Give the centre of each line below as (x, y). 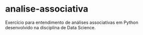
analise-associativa (47, 9)
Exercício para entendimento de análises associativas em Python (72, 22)
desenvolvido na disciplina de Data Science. (51, 27)
